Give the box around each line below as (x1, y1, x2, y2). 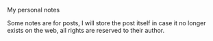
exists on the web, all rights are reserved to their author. (7, 27, 165, 34)
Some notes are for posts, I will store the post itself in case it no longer (7, 19, 206, 27)
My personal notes (7, 6, 60, 14)
